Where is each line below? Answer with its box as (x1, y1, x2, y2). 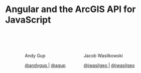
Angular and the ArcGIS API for (5, 3, 136, 14)
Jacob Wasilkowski (84, 52, 123, 58)
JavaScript (5, 14, 51, 25)
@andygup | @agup (24, 62, 66, 68)
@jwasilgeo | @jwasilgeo (84, 62, 135, 68)
